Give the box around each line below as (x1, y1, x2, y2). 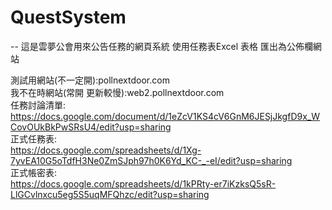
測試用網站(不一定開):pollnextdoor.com (10, 74, 170, 86)
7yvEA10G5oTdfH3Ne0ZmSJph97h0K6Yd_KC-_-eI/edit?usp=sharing (10, 154, 293, 166)
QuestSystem (10, 6, 127, 29)
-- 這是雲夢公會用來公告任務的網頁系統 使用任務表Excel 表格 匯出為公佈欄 (10, 40, 313, 52)
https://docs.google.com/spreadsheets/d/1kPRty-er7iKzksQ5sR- (10, 177, 277, 190)
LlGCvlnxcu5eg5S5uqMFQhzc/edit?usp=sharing (10, 188, 210, 200)
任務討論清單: (10, 99, 67, 111)
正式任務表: (10, 132, 58, 145)
